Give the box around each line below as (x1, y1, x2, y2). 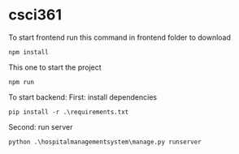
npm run (8, 78, 35, 86)
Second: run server (8, 122, 73, 131)
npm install (8, 48, 49, 56)
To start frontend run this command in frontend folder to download (8, 32, 232, 42)
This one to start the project (8, 62, 102, 72)
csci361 (8, 6, 63, 24)
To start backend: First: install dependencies (8, 92, 157, 102)
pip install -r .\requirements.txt (8, 108, 129, 116)
